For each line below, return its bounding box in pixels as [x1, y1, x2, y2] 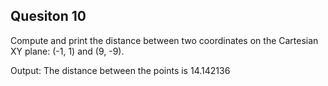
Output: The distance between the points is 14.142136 [10, 64, 231, 76]
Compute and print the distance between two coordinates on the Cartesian [10, 34, 319, 46]
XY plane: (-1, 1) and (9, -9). [10, 45, 125, 57]
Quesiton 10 [10, 8, 87, 25]
